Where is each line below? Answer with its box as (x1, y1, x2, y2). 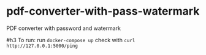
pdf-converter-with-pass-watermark (6, 4, 200, 18)
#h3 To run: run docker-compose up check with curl (6, 36, 135, 43)
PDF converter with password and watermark (6, 24, 121, 32)
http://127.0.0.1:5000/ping (6, 43, 78, 49)
